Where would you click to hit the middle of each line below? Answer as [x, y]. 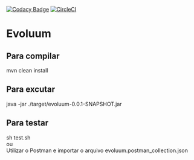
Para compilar [33, 56]
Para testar [27, 123]
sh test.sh [18, 137]
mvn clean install [27, 70]
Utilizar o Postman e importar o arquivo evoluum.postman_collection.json [97, 150]
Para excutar [31, 90]
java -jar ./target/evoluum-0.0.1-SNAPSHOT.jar [64, 104]
